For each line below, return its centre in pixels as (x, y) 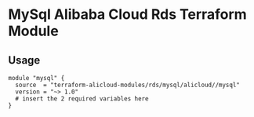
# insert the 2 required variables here (82, 99)
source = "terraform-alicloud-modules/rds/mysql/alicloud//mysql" (128, 85)
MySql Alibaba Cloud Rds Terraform (127, 15)
